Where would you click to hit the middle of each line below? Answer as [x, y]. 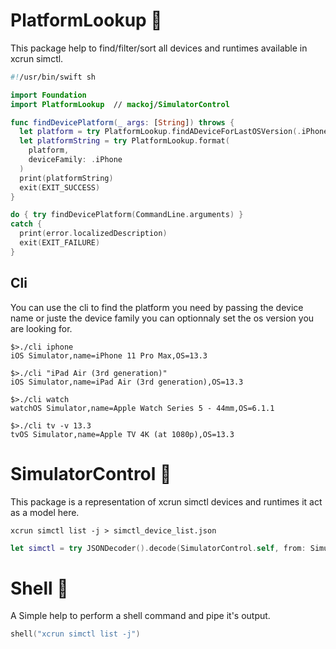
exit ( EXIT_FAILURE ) [60, 243]
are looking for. [41, 328]
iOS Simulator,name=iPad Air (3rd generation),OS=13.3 [127, 382]
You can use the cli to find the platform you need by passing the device [157, 307]
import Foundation [48, 95]
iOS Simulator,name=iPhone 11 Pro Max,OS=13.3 [109, 355]
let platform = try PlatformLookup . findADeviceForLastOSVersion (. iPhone [174, 132]
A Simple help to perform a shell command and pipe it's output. [140, 616]
